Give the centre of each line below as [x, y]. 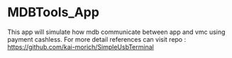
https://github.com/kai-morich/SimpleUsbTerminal [81, 47]
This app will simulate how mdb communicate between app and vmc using [116, 32]
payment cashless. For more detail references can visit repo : [97, 39]
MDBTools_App [53, 12]
